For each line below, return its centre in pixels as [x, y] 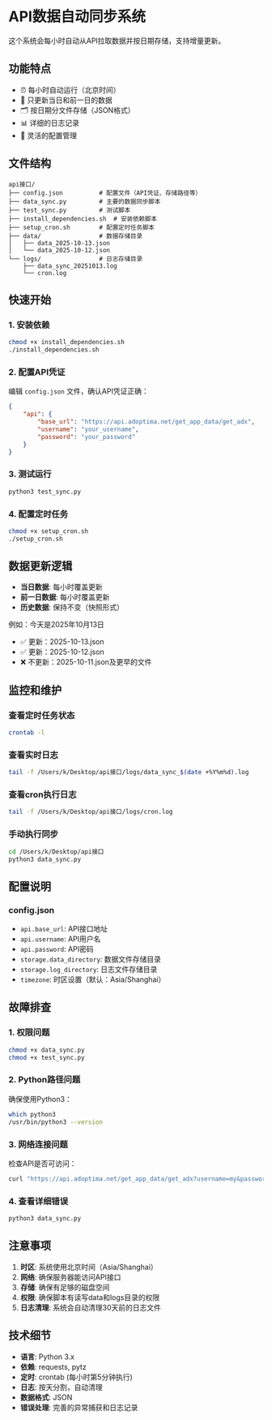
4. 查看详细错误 [38, 1201]
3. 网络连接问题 [38, 1144]
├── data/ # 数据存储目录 [76, 236]
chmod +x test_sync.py [47, 1057]
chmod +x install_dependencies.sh [67, 342]
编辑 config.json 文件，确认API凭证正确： [79, 391]
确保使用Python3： [40, 1099]
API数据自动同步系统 [77, 17]
